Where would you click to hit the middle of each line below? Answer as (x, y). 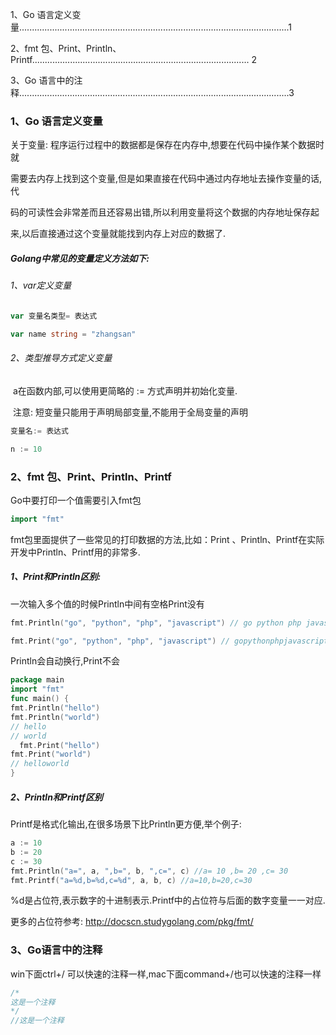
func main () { (40, 699)
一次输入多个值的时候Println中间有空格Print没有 (107, 604)
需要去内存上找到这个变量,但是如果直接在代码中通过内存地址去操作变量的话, (166, 179)
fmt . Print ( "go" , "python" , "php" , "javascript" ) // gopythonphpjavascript (169, 641)
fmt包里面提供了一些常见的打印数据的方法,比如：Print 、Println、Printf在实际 (167, 539)
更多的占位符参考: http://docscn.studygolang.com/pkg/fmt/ (132, 922)
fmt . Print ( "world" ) (51, 754)
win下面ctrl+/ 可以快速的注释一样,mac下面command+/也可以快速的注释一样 (166, 974)
